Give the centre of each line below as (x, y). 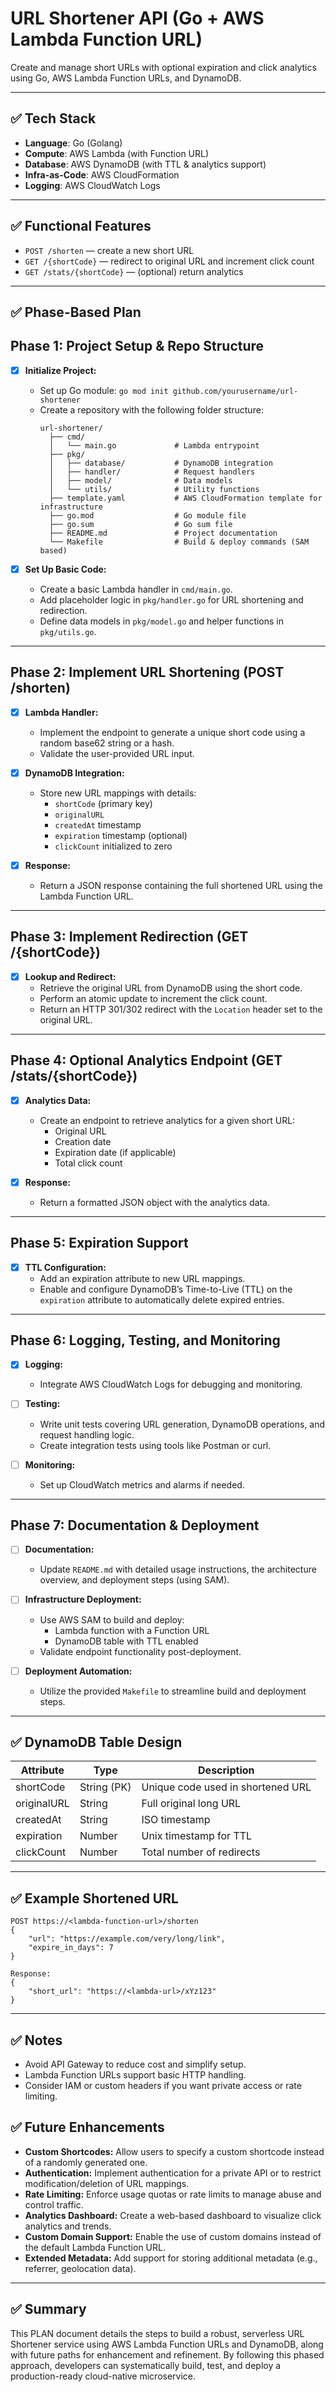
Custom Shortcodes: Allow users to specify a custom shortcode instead (174, 2151)
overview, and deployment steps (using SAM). (134, 1580)
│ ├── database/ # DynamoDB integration (160, 463)
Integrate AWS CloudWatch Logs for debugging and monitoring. (171, 1384)
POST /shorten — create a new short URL (109, 250)
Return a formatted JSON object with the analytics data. (154, 1202)
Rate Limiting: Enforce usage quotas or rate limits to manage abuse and (173, 2194)
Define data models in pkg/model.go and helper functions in (162, 621)
